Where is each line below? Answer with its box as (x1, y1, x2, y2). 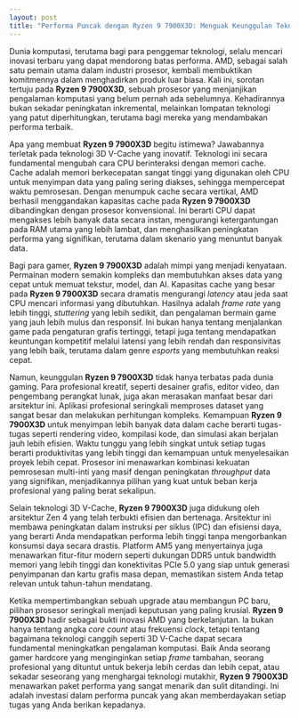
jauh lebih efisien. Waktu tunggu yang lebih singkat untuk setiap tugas (9, 438, 266, 448)
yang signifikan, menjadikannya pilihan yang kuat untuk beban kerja (9, 475, 258, 486)
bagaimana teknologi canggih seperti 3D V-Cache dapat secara (9, 633, 243, 643)
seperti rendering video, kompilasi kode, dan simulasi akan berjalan (31, 428, 279, 439)
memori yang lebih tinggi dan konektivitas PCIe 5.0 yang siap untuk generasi (9, 559, 290, 570)
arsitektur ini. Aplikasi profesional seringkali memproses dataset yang (9, 400, 264, 410)
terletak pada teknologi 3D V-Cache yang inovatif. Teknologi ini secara (9, 148, 268, 158)
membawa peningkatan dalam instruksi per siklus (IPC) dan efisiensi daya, (9, 521, 282, 532)
